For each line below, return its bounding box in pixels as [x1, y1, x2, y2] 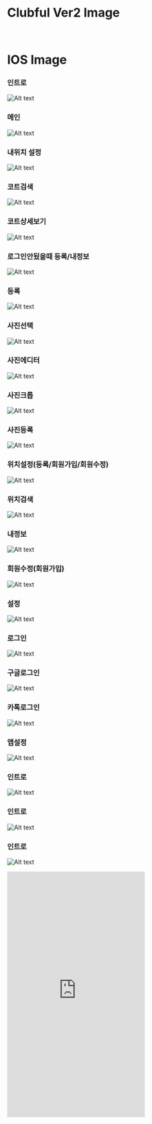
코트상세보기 [7, 216, 47, 226]
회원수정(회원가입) [7, 564, 65, 573]
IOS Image [7, 52, 67, 68]
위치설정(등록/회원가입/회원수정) [7, 460, 109, 470]
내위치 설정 [7, 147, 42, 157]
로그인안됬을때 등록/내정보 [7, 251, 89, 261]
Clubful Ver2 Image [7, 5, 120, 21]
